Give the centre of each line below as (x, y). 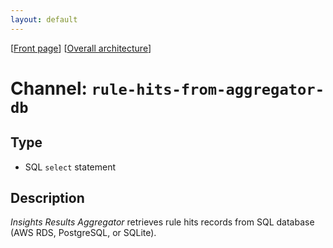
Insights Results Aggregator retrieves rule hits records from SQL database (162, 222)
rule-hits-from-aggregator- (208, 89)
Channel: (49, 88)
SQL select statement (70, 167)
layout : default (44, 19)
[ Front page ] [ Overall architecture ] (81, 48)
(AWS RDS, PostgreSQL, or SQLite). (83, 233)
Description (47, 198)
